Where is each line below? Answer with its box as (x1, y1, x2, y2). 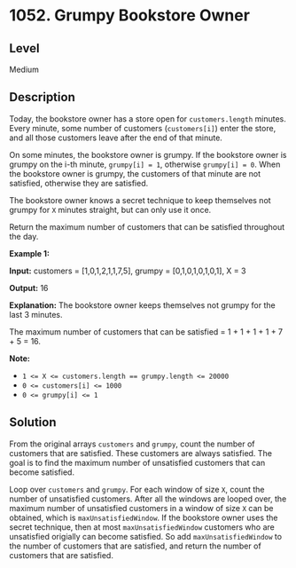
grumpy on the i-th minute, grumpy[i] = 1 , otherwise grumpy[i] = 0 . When (9, 159, 281, 170)
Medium (9, 64, 40, 75)
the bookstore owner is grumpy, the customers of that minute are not (9, 168, 261, 178)
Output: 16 (9, 282, 49, 293)
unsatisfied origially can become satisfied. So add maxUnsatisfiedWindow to (9, 531, 282, 541)
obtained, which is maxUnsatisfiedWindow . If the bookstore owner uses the (9, 512, 278, 523)
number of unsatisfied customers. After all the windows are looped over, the (9, 493, 287, 504)
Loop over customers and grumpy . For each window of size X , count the (9, 484, 265, 494)
